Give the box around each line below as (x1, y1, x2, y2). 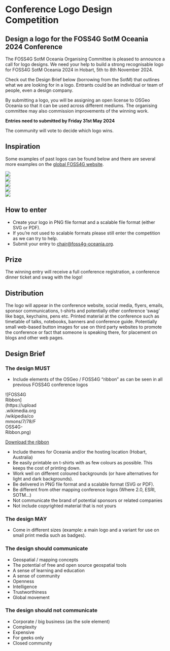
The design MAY (5, 515, 47, 522)
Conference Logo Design (5, 4, 113, 15)
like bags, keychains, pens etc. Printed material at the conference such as (5, 313, 160, 319)
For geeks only (12, 634, 44, 640)
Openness (12, 578, 35, 584)
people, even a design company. (5, 87, 74, 93)
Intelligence (12, 584, 37, 590)
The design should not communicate (5, 607, 98, 614)
